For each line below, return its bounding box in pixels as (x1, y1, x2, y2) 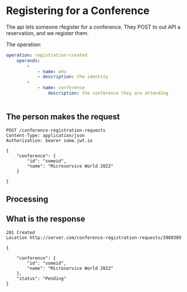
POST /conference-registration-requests (6, 127, 106, 133)
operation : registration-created (6, 52, 88, 58)
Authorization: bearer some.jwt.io (6, 137, 93, 144)
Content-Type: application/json (6, 133, 85, 138)
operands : (16, 57, 41, 64)
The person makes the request (6, 112, 120, 122)
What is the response (6, 214, 86, 224)
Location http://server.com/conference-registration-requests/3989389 (6, 235, 182, 241)
